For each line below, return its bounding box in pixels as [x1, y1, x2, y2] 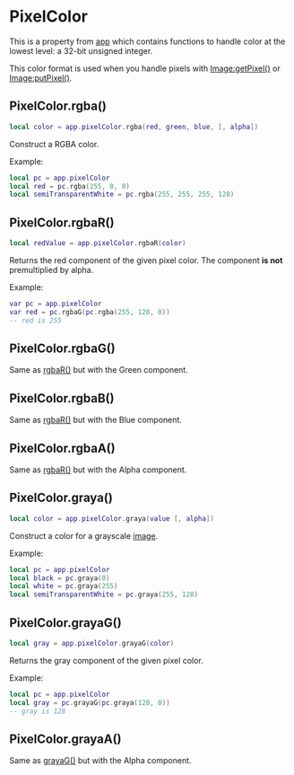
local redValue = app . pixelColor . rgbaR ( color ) [9, 239, 186, 248]
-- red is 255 [9, 316, 63, 325]
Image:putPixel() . [9, 72, 73, 83]
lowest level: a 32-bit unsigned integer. [9, 45, 153, 56]
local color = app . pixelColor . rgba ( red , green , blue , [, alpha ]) [9, 122, 259, 131]
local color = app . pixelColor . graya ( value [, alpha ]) [9, 514, 215, 523]
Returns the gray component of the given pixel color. [9, 655, 203, 665]
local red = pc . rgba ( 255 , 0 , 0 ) [9, 181, 130, 190]
